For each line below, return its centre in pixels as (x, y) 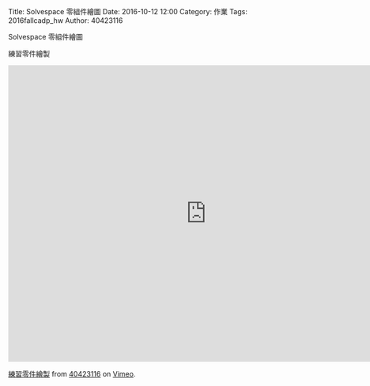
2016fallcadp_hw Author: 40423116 (66, 21)
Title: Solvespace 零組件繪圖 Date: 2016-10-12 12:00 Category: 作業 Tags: (128, 11)
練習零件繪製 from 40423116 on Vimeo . (72, 374)
